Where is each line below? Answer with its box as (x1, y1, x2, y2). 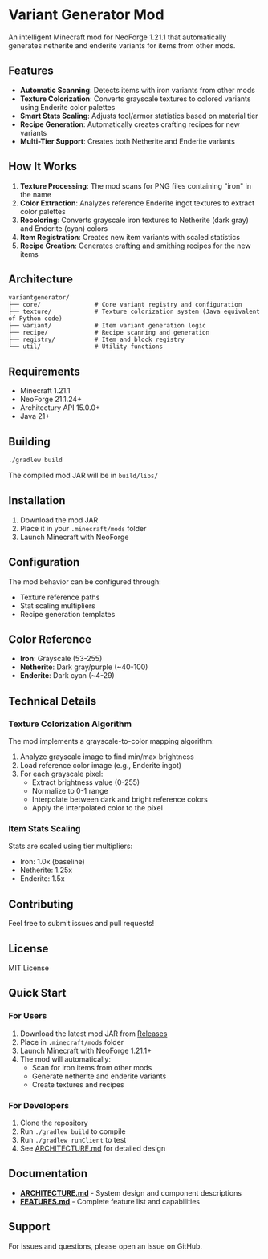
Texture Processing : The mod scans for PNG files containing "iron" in (19, 181, 251, 190)
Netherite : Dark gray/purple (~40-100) (19, 662, 148, 672)
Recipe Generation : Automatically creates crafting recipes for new (19, 119, 241, 129)
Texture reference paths (19, 592, 100, 602)
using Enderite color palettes (19, 102, 116, 112)
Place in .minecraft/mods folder (19, 1037, 124, 1046)
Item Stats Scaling (8, 822, 81, 834)
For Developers (8, 1099, 70, 1111)
